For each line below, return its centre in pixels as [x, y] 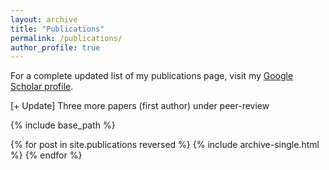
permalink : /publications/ [66, 38]
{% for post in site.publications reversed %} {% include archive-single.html [165, 145]
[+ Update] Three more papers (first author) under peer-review [140, 106]
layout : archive [44, 19]
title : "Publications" [57, 29]
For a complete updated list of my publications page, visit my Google [152, 76]
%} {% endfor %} [46, 155]
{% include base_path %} [63, 125]
